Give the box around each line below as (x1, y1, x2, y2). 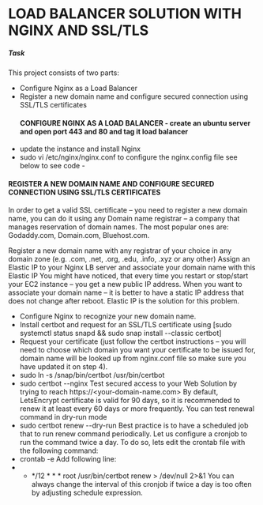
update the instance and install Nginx (19, 144, 141, 154)
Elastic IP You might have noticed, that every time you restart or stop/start (8, 270, 249, 281)
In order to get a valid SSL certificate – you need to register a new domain (8, 205, 248, 214)
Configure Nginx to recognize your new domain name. (19, 311, 197, 321)
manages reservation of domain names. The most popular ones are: (8, 222, 229, 232)
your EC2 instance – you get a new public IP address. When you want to (8, 279, 242, 288)
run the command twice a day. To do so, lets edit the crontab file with (19, 437, 246, 447)
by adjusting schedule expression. (31, 488, 144, 497)
